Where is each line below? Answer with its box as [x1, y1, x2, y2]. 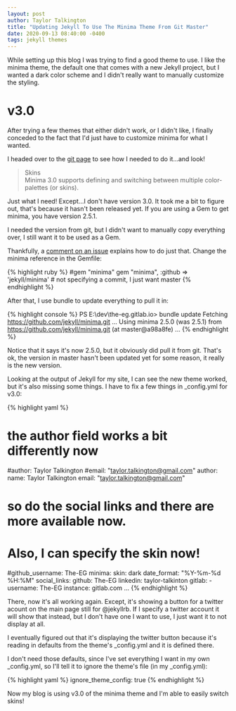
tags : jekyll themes [7, 37, 68, 44]
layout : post [7, 10, 46, 18]
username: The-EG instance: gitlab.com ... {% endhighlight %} [7, 584, 188, 592]
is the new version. [7, 361, 62, 370]
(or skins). [49, 184, 79, 192]
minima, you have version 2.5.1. [7, 212, 98, 220]
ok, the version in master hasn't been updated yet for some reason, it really [7, 353, 225, 363]
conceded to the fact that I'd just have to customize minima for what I [7, 134, 209, 142]
